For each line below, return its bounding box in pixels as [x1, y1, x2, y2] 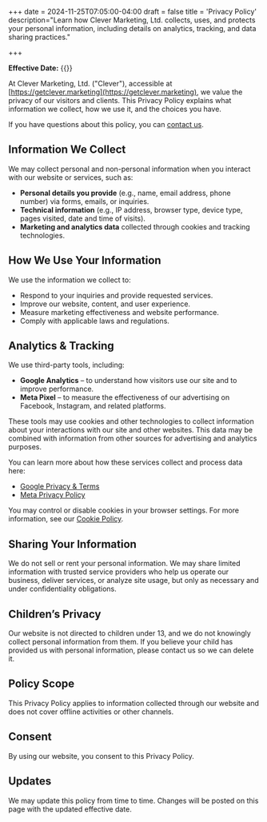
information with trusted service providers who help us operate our [8, 567, 229, 577]
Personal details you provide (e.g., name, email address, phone [19, 188, 231, 198]
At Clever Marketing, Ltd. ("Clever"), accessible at [8, 79, 173, 88]
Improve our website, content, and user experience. [19, 299, 190, 309]
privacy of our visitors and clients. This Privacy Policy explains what [8, 96, 232, 105]
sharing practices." [8, 32, 70, 42]
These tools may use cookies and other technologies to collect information [8, 417, 254, 426]
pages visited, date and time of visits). [19, 213, 146, 223]
